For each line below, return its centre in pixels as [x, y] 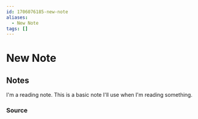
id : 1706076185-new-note [37, 12]
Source [17, 111]
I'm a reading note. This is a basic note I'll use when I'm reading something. [100, 95]
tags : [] [17, 29]
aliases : [17, 17]
